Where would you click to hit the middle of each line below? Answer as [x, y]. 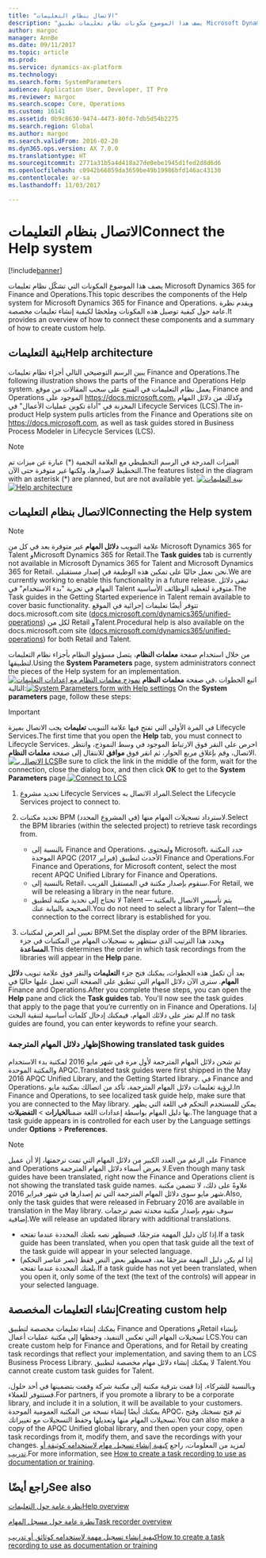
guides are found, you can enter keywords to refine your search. [113, 1024]
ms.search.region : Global [51, 126]
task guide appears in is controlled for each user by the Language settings [129, 1121]
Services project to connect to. [70, 802]
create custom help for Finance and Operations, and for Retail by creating [128, 1345]
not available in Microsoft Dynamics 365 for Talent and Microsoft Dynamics [131, 564]
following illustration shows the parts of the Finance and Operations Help [127, 380]
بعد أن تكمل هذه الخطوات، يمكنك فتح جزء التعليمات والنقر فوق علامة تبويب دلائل [127, 973]
